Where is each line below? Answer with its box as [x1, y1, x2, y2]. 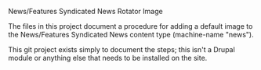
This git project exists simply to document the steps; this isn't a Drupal [8, 45, 235, 54]
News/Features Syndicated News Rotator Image [8, 7, 163, 16]
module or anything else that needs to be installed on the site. [8, 54, 208, 62]
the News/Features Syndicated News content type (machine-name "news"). [8, 30, 254, 39]
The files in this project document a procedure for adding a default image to [8, 22, 253, 30]
